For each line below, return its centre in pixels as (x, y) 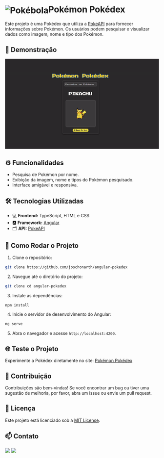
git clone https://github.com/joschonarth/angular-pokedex (66, 267)
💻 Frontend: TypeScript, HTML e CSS (51, 216)
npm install (17, 305)
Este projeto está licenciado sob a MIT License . (52, 420)
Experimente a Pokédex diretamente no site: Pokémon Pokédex (69, 361)
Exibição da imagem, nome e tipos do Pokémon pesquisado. (73, 180)
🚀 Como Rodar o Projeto (42, 246)
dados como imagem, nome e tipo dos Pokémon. (54, 34)
